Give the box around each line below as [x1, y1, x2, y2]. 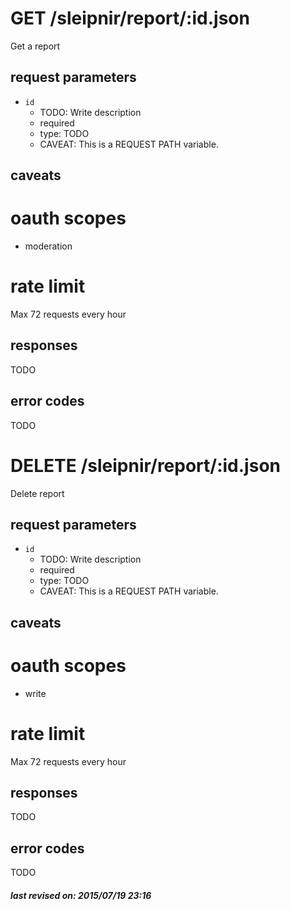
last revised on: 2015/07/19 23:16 [10, 889, 152, 901]
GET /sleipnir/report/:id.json [10, 7, 250, 30]
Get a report [10, 40, 61, 52]
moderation [24, 240, 73, 252]
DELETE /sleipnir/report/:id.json [10, 454, 281, 477]
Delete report [10, 487, 65, 499]
